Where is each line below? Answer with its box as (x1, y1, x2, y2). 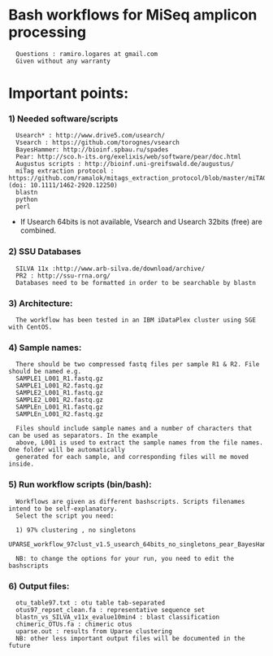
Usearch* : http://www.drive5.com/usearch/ (15, 132, 165, 140)
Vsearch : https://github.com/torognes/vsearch (15, 138, 180, 147)
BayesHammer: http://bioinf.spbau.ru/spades (15, 146, 169, 154)
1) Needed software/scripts (8, 113, 119, 125)
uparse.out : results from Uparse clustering (15, 627, 173, 636)
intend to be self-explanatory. (8, 505, 118, 513)
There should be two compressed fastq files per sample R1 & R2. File (15, 361, 260, 369)
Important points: (8, 84, 129, 103)
